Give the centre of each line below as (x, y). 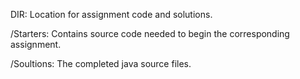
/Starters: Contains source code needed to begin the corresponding (150, 33)
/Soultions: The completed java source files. (101, 63)
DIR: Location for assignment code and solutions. (111, 14)
